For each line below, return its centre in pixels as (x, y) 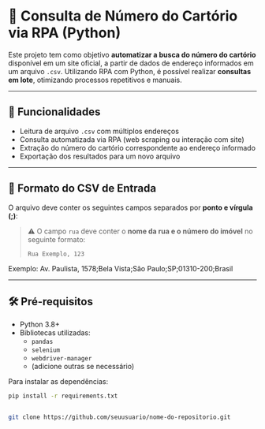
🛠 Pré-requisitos (50, 302)
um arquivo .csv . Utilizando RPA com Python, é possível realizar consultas (130, 71)
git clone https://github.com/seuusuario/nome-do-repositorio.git (119, 417)
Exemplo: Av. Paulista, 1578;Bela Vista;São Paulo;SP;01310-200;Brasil (121, 268)
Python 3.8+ (40, 325)
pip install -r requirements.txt (63, 396)
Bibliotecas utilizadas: (55, 333)
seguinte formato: (56, 239)
